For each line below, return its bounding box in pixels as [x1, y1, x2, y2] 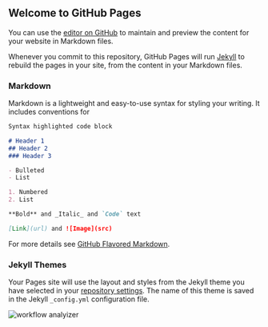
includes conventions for [8, 107, 90, 117]
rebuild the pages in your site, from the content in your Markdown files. [8, 60, 242, 70]
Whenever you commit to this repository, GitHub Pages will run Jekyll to [8, 51, 246, 61]
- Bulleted [8, 166, 45, 175]
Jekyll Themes [8, 259, 67, 270]
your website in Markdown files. [8, 36, 114, 46]
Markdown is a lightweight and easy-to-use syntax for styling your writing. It [8, 99, 260, 108]
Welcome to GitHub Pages [8, 6, 142, 20]
